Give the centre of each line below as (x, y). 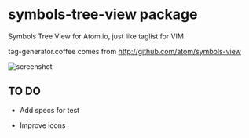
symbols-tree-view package (103, 15)
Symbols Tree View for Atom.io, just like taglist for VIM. (97, 36)
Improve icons (42, 125)
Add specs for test (49, 110)
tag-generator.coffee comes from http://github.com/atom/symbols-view (125, 51)
